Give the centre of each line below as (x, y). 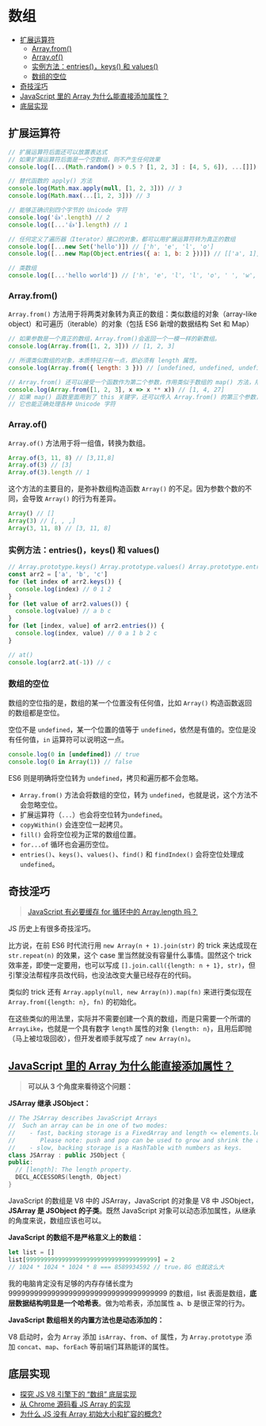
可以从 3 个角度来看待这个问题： (80, 1086)
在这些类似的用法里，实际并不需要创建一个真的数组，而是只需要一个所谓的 (129, 1019)
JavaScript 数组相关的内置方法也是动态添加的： (86, 1320)
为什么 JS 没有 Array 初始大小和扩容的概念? (91, 1414)
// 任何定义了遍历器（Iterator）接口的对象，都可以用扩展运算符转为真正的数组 (122, 239)
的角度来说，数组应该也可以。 (57, 1220)
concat (28, 1347)
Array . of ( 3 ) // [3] (40, 465)
